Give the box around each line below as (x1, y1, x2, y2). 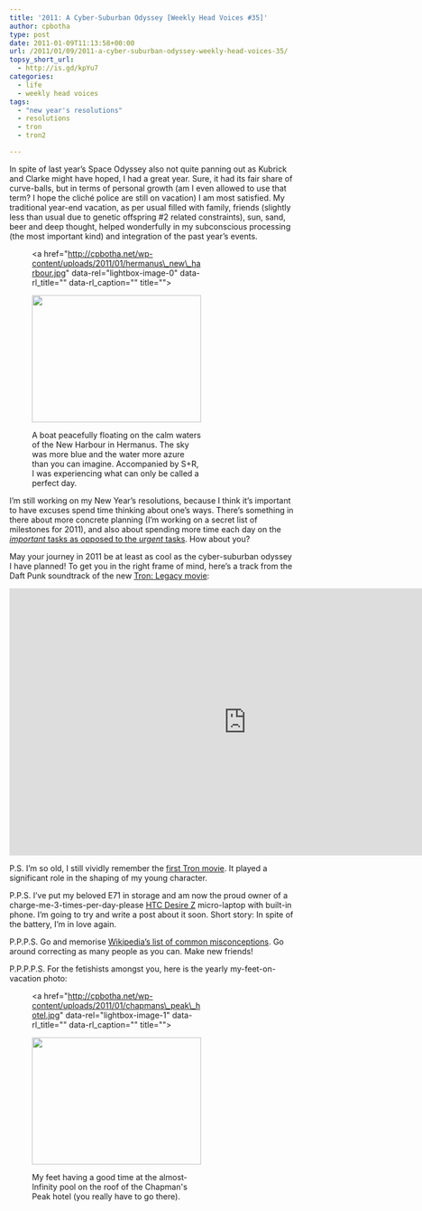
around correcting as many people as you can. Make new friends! (9, 945, 254, 956)
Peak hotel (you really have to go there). (32, 1190, 180, 1202)
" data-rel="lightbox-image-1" (59, 1009, 170, 1020)
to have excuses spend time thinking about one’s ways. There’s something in (9, 504, 294, 515)
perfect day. (32, 477, 78, 488)
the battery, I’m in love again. (9, 918, 117, 929)
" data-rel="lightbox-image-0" (65, 268, 179, 278)
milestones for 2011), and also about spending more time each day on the (9, 523, 281, 534)
